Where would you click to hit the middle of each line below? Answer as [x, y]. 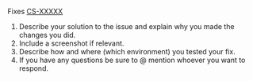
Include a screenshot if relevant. [71, 43]
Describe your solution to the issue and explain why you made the [126, 26]
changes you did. [47, 35]
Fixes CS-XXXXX [35, 11]
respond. [34, 68]
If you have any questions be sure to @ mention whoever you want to [132, 60]
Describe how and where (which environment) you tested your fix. [127, 52]
